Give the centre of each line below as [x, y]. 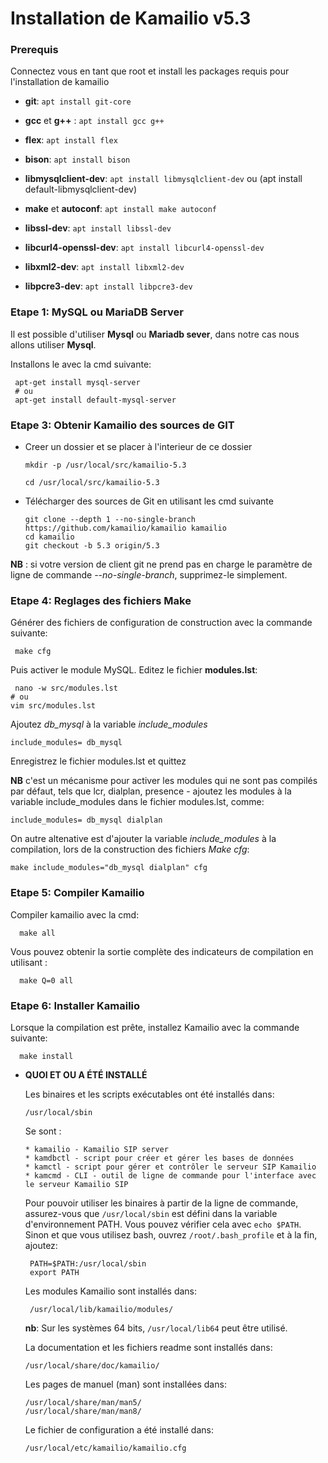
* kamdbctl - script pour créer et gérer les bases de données [159, 1158]
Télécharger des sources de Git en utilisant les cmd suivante [149, 501]
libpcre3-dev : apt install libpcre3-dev [108, 286]
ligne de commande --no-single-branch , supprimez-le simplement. [149, 575]
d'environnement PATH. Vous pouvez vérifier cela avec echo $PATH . [163, 1224]
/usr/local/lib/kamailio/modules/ [101, 1309]
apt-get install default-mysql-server [95, 400]
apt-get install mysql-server [77, 382]
